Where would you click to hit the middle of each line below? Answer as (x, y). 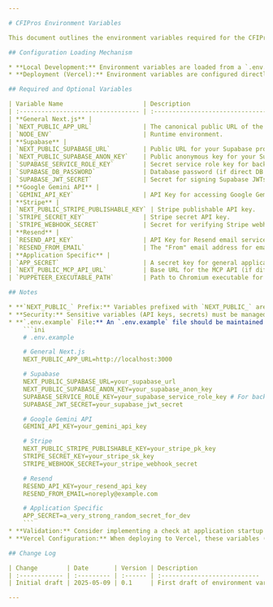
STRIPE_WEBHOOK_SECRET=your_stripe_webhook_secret (110, 464)
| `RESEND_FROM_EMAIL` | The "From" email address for (130, 247)
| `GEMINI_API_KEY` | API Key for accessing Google (130, 195)
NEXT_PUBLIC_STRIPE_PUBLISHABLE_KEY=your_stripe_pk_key (120, 449)
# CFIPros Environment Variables (65, 23)
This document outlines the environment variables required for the (127, 37)
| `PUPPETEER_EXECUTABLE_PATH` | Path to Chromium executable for (136, 278)
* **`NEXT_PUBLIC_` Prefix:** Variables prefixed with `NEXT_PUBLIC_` (130, 307)
